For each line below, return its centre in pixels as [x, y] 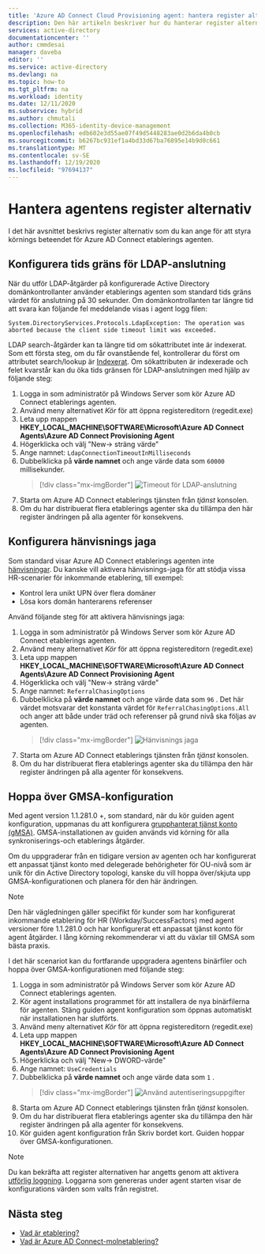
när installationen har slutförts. [69, 1018]
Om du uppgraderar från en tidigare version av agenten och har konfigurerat [132, 856]
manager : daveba [35, 52]
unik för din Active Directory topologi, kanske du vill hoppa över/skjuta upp [129, 873]
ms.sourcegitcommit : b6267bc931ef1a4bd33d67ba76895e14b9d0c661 [114, 140]
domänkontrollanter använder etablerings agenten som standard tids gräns [130, 292]
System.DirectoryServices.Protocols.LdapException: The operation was [127, 323]
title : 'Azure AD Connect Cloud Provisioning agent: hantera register [127, 15]
